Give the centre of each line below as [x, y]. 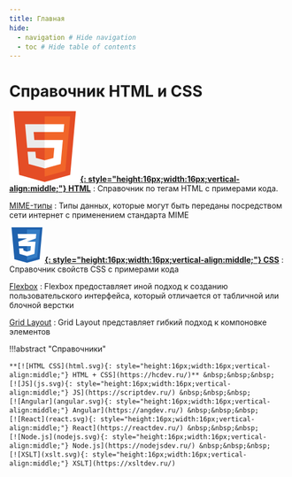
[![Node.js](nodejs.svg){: [59, 437]
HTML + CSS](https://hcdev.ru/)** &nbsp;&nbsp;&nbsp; [173, 375]
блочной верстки [42, 305]
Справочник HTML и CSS [106, 92]
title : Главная [37, 19]
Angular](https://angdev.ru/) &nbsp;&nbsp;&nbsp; [165, 411]
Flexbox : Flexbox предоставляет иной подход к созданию [119, 287]
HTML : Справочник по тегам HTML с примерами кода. [173, 188]
